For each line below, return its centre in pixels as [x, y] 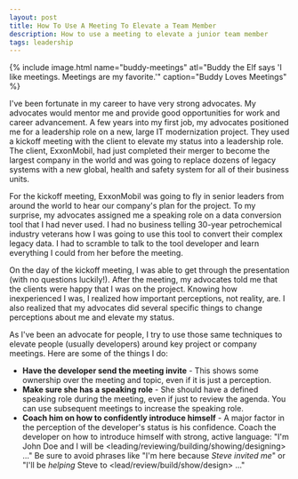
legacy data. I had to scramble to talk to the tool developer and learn [134, 243]
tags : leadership [41, 42]
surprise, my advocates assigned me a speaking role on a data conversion [145, 215]
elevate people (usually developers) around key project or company [133, 344]
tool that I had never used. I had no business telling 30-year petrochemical [146, 225]
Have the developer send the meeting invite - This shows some [141, 371]
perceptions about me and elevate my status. [92, 317]
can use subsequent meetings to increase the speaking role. [133, 409]
